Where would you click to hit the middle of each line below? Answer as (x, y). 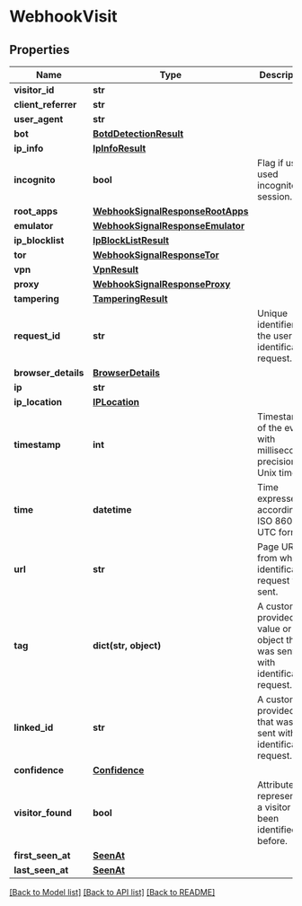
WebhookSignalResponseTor (156, 255)
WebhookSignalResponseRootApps (171, 211)
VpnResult (116, 269)
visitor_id (34, 90)
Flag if (271, 163)
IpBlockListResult (131, 240)
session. (275, 197)
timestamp (37, 444)
